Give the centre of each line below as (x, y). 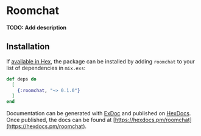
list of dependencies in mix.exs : (46, 68)
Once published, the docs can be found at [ (61, 120)
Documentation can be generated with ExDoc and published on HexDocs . (99, 113)
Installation (28, 47)
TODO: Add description (37, 27)
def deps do (21, 79)
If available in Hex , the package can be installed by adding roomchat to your (100, 61)
